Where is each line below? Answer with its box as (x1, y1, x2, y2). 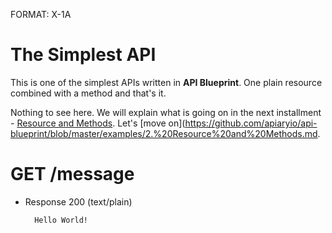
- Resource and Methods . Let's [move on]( (10, 117, 186, 129)
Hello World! (34, 215, 89, 225)
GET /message (10, 163, 135, 186)
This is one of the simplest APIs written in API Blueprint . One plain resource (10, 76, 323, 88)
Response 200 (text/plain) (24, 195, 133, 208)
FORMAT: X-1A (10, 9, 72, 20)
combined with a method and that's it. (10, 87, 167, 99)
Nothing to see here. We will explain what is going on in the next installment (10, 106, 322, 118)
